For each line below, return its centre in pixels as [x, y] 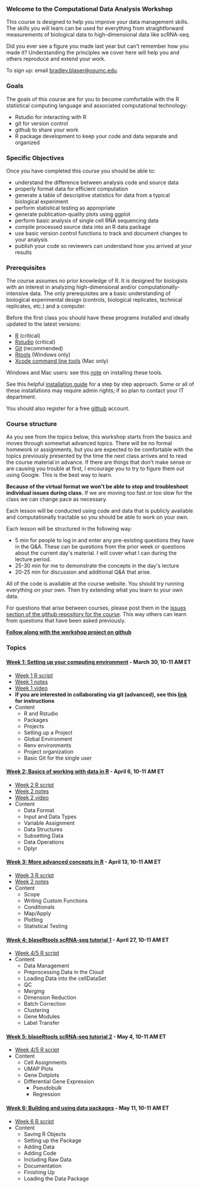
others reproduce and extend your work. [56, 59]
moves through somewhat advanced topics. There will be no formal [89, 443]
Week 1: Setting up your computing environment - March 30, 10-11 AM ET [99, 662]
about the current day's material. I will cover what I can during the [96, 553]
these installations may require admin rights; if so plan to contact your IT [95, 391]
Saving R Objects [45, 1134]
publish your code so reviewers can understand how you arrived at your [103, 246]
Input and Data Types [50, 816]
